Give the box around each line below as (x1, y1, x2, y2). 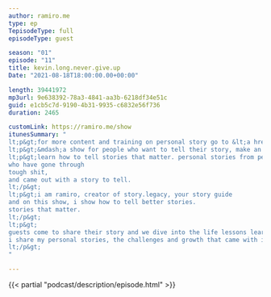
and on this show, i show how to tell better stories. (8, 199, 197, 207)
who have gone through (8, 161, 85, 169)
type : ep (8, 19, 38, 27)
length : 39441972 (8, 86, 67, 94)
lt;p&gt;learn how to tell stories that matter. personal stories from (8, 153, 254, 161)
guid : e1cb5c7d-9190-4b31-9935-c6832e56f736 (8, 101, 161, 109)
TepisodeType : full (8, 27, 74, 35)
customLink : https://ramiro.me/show (8, 123, 131, 132)
